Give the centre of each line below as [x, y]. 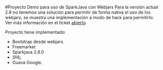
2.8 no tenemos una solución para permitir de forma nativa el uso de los [78, 12]
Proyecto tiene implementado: [36, 32]
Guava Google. [27, 62]
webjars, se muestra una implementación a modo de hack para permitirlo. [80, 17]
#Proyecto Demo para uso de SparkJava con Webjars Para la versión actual [82, 7]
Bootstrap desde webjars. [38, 42]
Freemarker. [24, 47]
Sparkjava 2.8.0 [28, 52]
